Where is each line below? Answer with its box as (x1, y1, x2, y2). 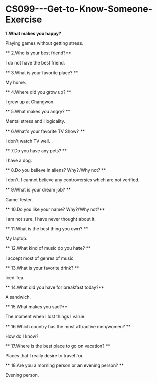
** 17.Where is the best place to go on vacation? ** (5, 343, 111, 349)
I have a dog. (5, 157, 32, 163)
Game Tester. (5, 196, 33, 202)
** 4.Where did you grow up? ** (5, 89, 71, 95)
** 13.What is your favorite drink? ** (5, 265, 80, 271)
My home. (5, 79, 26, 85)
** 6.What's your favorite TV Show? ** (5, 128, 85, 134)
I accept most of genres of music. (5, 255, 75, 261)
